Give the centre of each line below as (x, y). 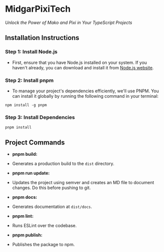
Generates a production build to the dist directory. (63, 164)
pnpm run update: (31, 173)
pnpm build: (25, 154)
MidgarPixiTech (38, 9)
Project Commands (35, 142)
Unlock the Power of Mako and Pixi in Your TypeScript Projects (69, 22)
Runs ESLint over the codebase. (44, 226)
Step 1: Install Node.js (31, 52)
